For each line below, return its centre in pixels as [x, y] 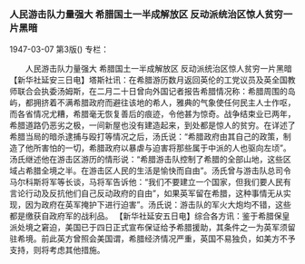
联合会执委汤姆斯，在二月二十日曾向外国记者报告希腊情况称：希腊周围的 [152, 92]
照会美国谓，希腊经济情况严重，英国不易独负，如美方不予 [188, 239]
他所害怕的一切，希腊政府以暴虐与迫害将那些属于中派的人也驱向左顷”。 [158, 148]
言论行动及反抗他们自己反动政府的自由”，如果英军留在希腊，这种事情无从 [147, 193]
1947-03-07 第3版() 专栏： [59, 49]
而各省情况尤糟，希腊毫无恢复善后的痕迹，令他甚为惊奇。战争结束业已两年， [152, 114]
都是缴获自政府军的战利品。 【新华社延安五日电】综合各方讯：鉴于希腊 [142, 216]
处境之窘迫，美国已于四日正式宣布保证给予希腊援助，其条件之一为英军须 [152, 228]
